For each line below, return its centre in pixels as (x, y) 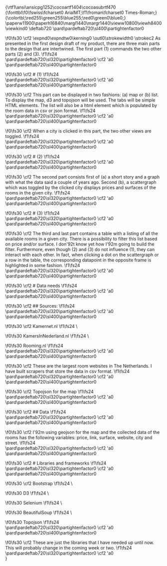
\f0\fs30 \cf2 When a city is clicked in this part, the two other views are (78, 131)
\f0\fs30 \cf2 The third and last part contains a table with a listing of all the (82, 233)
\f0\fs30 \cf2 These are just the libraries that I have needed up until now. (80, 542)
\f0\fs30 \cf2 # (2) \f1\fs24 (32, 156)
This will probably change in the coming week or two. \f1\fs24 (69, 548)
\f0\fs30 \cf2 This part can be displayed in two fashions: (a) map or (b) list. (82, 95)
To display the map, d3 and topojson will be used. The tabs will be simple (80, 100)
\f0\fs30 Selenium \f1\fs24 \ (34, 503)
